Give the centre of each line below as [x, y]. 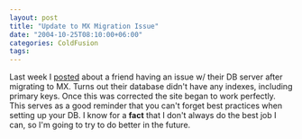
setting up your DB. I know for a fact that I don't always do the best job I [143, 116]
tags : [19, 51]
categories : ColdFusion [54, 43]
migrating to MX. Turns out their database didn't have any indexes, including [151, 87]
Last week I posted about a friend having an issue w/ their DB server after [146, 77]
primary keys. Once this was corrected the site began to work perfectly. [143, 97]
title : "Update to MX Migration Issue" [84, 26]
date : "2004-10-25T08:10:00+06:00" [76, 34]
